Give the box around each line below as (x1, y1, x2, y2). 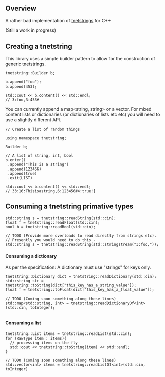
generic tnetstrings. (5, 61, 46, 67)
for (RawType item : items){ (5, 336, 67, 341)
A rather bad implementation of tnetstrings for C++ (5, 17, 111, 23)
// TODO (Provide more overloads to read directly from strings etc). (5, 233, 157, 238)
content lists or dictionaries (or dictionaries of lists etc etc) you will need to (5, 111, 160, 117)
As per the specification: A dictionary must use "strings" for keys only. (5, 264, 151, 270)
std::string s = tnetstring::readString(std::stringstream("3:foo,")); (5, 242, 159, 247)
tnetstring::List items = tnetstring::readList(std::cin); (5, 331, 132, 336)
